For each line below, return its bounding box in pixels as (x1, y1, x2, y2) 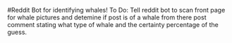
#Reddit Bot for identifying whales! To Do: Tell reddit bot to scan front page (7, 6, 226, 14)
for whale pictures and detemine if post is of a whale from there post (7, 13, 207, 21)
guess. (7, 28, 27, 36)
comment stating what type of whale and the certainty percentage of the (7, 21, 219, 28)
